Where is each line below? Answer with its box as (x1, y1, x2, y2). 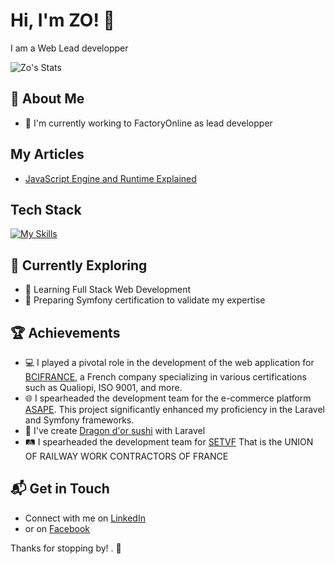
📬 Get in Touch (10, 480, 110, 498)
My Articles (10, 146, 85, 163)
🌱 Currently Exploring (10, 257, 148, 274)
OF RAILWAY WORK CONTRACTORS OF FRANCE (24, 450, 229, 462)
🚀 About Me (10, 90, 85, 108)
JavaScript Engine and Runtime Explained (24, 172, 197, 184)
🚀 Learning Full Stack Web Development (24, 284, 191, 296)
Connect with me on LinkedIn (24, 512, 146, 524)
